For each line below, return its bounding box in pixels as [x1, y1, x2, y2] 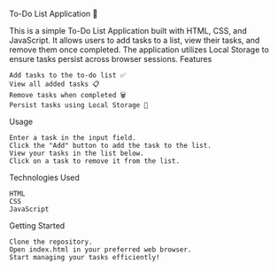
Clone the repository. [9, 237, 93, 246]
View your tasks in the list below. [9, 149, 144, 158]
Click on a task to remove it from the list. [9, 157, 180, 166]
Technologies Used [9, 173, 80, 182]
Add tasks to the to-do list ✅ [9, 71, 127, 80]
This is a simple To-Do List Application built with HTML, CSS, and [9, 26, 248, 35]
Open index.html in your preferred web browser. [9, 245, 192, 254]
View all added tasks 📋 [9, 80, 100, 89]
